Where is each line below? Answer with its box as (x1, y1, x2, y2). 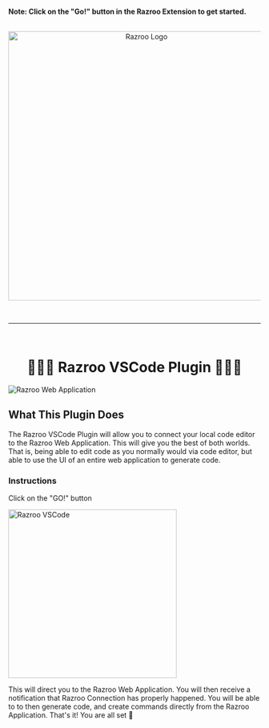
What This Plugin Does (8, 408, 124, 422)
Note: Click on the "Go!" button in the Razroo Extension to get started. (8, 6, 247, 16)
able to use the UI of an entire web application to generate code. (8, 455, 221, 464)
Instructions (8, 475, 58, 486)
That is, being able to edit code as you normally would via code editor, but (8, 446, 252, 456)
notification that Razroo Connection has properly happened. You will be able (8, 693, 260, 703)
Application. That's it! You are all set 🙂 (8, 710, 134, 720)
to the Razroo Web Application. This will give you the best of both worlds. (8, 438, 251, 448)
